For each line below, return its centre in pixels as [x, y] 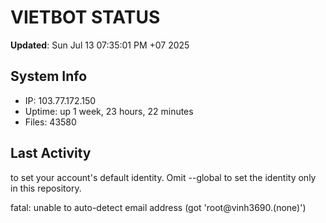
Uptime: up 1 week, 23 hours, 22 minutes [109, 111]
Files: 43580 [50, 122]
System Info [49, 76]
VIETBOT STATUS [85, 17]
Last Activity [51, 153]
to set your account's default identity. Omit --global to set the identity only [163, 177]
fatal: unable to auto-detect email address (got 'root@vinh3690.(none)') [158, 207]
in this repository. [46, 188]
